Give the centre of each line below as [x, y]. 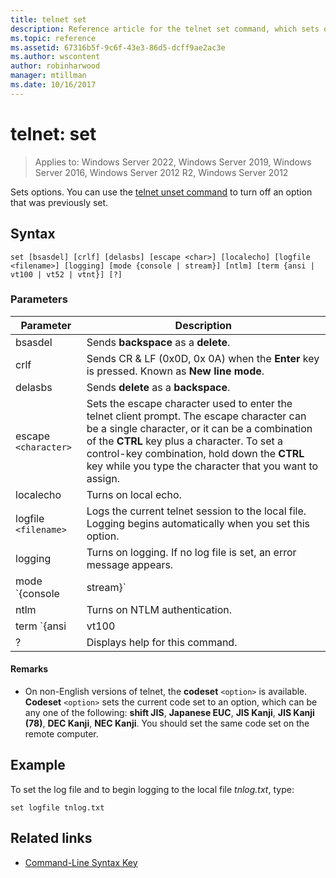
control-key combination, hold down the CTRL [195, 453]
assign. [103, 478]
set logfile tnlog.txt [57, 807]
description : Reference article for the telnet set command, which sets [165, 29]
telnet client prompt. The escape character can [196, 416]
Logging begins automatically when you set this [198, 523]
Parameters [39, 299]
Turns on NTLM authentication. [159, 609]
